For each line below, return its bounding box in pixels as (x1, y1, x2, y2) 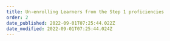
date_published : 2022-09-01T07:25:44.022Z (6, 20, 115, 26)
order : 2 (6, 14, 29, 20)
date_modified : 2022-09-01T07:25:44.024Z (6, 25, 113, 32)
